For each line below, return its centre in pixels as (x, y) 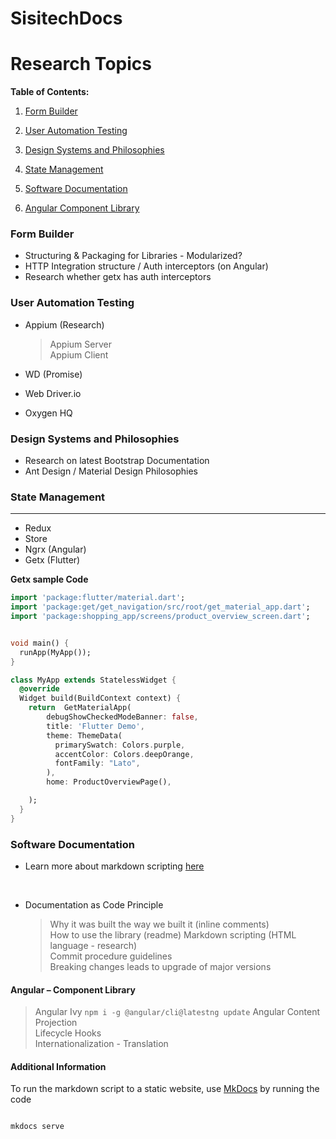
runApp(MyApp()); (55, 652)
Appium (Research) (64, 324)
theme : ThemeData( (84, 735)
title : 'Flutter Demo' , (95, 726)
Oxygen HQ (48, 413)
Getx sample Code (49, 579)
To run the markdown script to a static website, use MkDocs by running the (165, 1089)
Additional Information (58, 1066)
